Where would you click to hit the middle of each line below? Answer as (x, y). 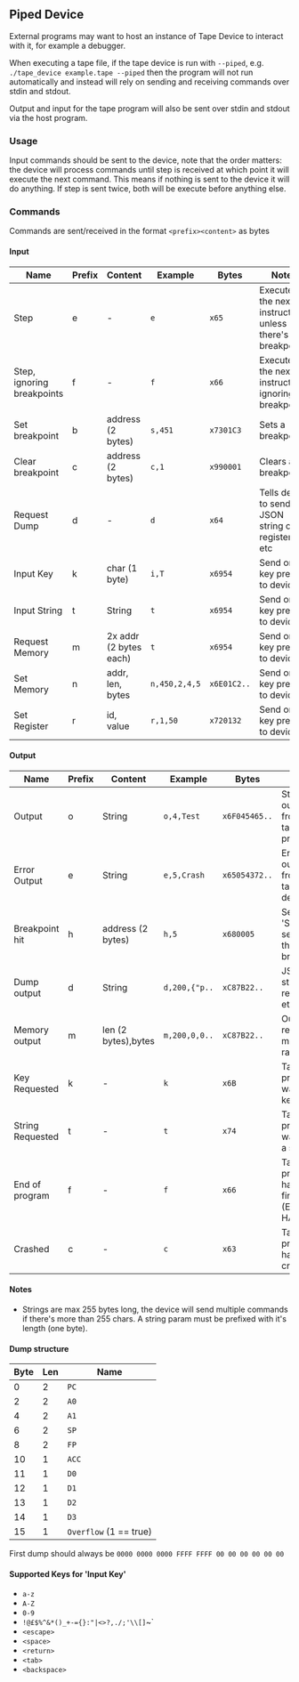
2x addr (123, 635)
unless (273, 323)
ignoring (31, 382)
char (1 (122, 568)
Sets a (272, 425)
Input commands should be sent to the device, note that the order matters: (145, 160)
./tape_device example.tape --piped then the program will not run (131, 72)
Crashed (32, 1249)
